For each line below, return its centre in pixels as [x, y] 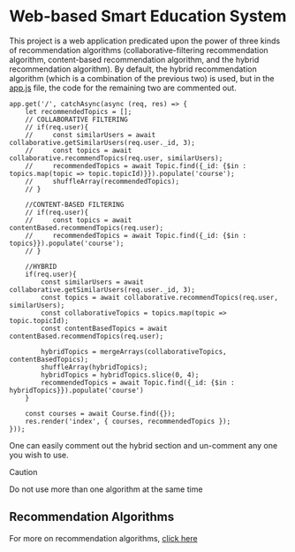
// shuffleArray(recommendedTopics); [102, 181]
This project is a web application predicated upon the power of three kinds [145, 41]
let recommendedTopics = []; [79, 111]
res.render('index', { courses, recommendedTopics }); [128, 421]
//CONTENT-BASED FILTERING [75, 204]
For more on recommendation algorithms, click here [103, 538]
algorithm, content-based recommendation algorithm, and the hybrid [134, 59]
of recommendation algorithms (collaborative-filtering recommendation [139, 50]
